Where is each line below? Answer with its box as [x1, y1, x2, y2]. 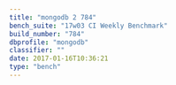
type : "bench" [9, 63, 62, 72]
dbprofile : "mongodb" [9, 37, 89, 47]
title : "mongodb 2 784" [9, 12, 97, 22]
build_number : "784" [9, 29, 86, 38]
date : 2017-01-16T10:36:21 [9, 54, 109, 63]
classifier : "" [9, 46, 65, 55]
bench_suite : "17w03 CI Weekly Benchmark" [9, 21, 168, 30]
